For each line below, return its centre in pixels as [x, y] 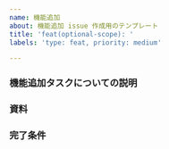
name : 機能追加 [35, 17]
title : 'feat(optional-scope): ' [72, 34]
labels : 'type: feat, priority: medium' [86, 42]
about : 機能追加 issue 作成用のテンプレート [84, 26]
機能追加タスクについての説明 [73, 83]
